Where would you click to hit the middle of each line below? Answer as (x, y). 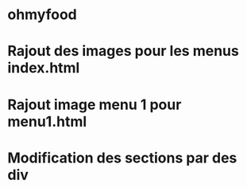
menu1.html (47, 121)
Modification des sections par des (122, 158)
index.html (44, 68)
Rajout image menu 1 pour (95, 104)
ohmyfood (42, 15)
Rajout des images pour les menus (123, 51)
